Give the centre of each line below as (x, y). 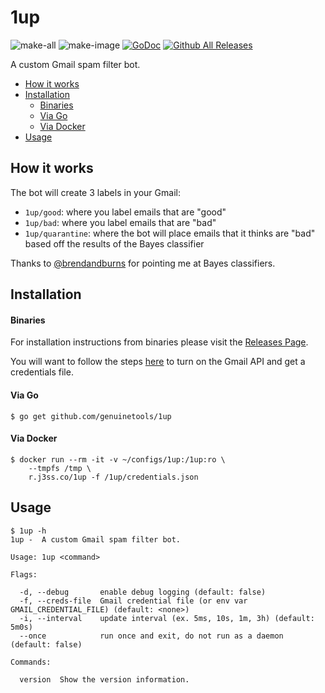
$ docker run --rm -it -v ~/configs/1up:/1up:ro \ (118, 459)
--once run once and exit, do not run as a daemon (151, 636)
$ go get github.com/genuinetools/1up (91, 416)
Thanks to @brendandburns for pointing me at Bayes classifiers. (143, 263)
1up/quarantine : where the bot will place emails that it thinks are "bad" (170, 233)
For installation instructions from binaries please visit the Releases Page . (159, 342)
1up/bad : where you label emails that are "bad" (120, 222)
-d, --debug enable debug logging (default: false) (143, 592)
